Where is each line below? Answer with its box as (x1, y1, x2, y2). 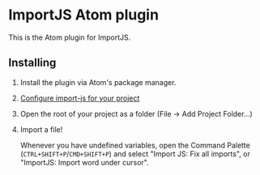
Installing (8, 56, 57, 70)
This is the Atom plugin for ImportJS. (8, 32, 131, 42)
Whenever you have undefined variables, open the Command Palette (19, 140, 251, 150)
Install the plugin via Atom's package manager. (19, 77, 177, 87)
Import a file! (19, 124, 63, 134)
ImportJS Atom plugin (8, 6, 160, 24)
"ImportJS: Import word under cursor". (19, 157, 149, 167)
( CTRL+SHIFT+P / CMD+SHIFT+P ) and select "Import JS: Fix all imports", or (19, 148, 251, 159)
